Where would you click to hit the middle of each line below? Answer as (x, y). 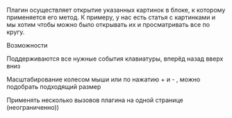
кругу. (16, 32)
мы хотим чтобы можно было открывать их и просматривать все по (108, 24)
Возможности (27, 45)
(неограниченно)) (33, 107)
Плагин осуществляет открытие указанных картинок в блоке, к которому (116, 10)
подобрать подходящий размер (54, 87)
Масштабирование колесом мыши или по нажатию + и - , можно (103, 79)
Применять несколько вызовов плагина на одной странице (95, 100)
